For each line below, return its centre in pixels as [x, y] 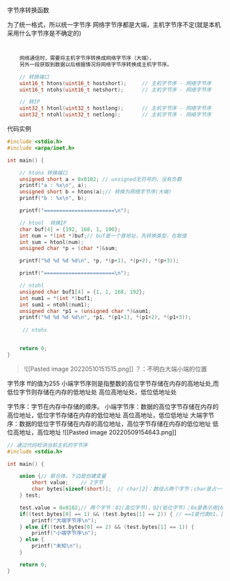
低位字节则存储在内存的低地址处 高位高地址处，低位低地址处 [92, 392]
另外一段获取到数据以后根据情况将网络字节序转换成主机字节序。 [96, 64]
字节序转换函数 [28, 10]
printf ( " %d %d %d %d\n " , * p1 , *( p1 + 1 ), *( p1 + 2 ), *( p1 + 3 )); [105, 317]
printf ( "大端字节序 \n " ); [64, 520]
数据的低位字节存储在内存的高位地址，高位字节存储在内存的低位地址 [115, 423]
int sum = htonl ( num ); [52, 242]
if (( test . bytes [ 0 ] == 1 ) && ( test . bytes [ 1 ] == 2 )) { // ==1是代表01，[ [122, 514]
